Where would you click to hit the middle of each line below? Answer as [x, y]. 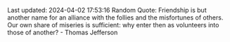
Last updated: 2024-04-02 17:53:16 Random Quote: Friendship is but [107, 10]
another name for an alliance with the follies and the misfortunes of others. [115, 17]
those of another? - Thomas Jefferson [63, 32]
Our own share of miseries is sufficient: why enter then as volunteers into [113, 25]
